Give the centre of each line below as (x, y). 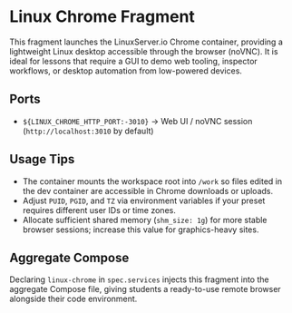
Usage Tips (42, 159)
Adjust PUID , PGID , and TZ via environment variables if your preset (144, 201)
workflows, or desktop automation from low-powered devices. (126, 71)
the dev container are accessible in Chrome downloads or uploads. (148, 191)
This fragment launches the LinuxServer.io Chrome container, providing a (146, 42)
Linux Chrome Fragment (102, 17)
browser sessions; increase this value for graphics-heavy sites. (141, 230)
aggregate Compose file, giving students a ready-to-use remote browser (145, 289)
